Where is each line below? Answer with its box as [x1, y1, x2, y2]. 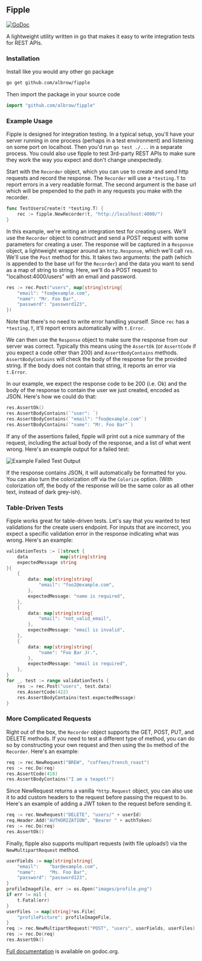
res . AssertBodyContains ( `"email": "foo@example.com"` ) [6, 416, 147, 422]
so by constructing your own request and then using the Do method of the [6, 741, 189, 748]
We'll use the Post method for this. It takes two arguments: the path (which [6, 253, 192, 261]
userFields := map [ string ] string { [6, 857, 93, 864]
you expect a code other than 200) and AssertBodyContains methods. [6, 349, 178, 356]
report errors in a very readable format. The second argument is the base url [6, 181, 197, 188]
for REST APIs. [6, 39, 43, 46]
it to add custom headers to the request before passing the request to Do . [6, 794, 188, 801]
